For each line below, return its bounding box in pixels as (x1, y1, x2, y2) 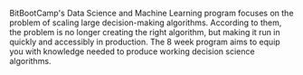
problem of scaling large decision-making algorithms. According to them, (9, 17, 282, 28)
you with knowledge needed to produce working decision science (9, 46, 255, 57)
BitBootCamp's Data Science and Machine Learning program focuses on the (9, 8, 294, 18)
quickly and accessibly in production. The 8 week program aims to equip (9, 36, 280, 47)
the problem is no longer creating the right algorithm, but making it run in (9, 27, 280, 37)
